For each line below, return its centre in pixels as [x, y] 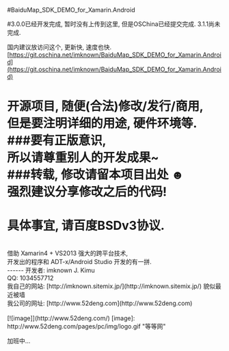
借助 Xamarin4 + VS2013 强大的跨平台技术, [68, 253]
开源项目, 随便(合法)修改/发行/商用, [105, 106]
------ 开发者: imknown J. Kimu [51, 270]
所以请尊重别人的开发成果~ [83, 158]
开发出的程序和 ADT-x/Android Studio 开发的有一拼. [79, 262]
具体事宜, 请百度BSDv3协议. [86, 226]
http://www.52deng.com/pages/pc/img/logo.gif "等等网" [86, 326]
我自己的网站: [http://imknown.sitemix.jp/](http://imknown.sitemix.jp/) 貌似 [111, 286]
